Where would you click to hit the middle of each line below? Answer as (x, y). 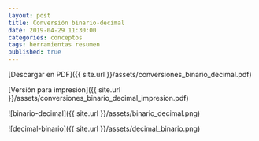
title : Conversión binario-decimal (67, 23)
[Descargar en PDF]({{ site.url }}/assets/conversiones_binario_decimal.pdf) (130, 74)
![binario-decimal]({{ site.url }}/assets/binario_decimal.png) (104, 113)
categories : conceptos (45, 37)
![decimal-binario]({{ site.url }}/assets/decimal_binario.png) (104, 128)
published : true (35, 52)
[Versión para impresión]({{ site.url (65, 90)
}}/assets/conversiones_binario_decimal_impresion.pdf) (98, 98)
